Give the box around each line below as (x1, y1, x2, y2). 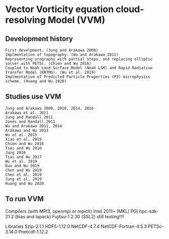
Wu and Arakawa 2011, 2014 (5, 123, 62, 128)
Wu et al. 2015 (5, 132, 37, 137)
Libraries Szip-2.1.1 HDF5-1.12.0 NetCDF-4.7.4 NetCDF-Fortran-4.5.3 (5, 223, 147, 229)
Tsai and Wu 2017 (5, 154, 42, 160)
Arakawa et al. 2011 (5, 110, 49, 115)
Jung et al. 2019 (5, 176, 42, 181)
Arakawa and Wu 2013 (5, 128, 49, 133)
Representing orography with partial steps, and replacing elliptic (5, 57, 153, 62)
